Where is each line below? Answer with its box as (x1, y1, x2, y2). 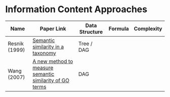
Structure (79, 28, 103, 35)
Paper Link (39, 25, 66, 32)
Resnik (8, 40, 24, 47)
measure (32, 64, 54, 71)
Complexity (134, 25, 162, 32)
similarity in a (32, 43, 64, 50)
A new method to (32, 57, 73, 64)
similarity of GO (32, 77, 70, 84)
